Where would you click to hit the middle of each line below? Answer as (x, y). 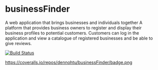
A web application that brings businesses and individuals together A (74, 23)
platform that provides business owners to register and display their (73, 27)
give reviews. (18, 43)
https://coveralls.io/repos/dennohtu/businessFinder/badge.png (69, 62)
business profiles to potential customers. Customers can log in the (72, 33)
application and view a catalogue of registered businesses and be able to (79, 38)
